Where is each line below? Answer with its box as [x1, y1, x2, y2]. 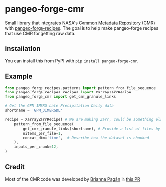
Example [5, 72, 33, 81]
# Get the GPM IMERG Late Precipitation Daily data [5, 103, 114, 108]
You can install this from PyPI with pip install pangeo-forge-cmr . [5, 58, 139, 64]
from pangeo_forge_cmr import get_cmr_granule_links [5, 94, 116, 99]
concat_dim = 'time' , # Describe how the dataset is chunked [23, 135, 149, 140]
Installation [5, 45, 41, 53]
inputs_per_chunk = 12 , [14, 144, 58, 149]
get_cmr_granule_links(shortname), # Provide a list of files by [23, 126, 161, 131]
